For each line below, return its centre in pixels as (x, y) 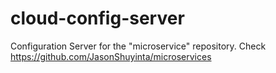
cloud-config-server (97, 18)
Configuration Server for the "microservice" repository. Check (138, 46)
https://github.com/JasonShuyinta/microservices (111, 56)
